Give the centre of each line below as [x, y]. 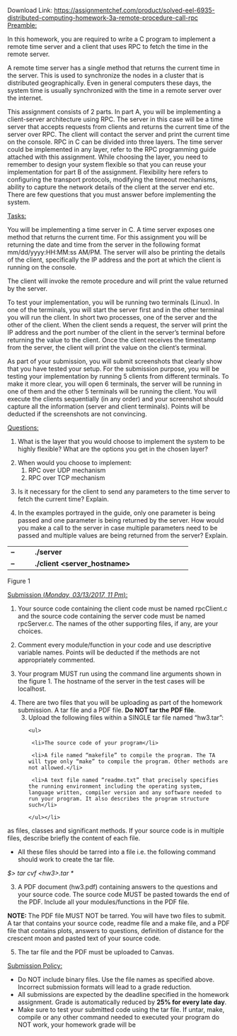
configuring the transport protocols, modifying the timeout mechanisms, [112, 179]
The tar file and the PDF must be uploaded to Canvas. [96, 952]
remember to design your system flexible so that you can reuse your [107, 165]
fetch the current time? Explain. [63, 499]
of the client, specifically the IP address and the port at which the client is [114, 260]
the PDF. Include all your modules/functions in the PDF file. [103, 902]
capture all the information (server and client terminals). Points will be [109, 406]
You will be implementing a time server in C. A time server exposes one [111, 229]
